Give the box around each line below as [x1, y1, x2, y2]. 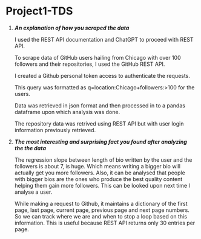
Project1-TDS [5, 4, 73, 18]
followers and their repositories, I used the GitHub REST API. [14, 60, 165, 68]
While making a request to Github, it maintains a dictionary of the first [14, 200, 188, 207]
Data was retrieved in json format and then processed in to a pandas [14, 101, 186, 109]
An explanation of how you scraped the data [14, 24, 130, 31]
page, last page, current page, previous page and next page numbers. [14, 206, 190, 214]
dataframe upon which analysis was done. [14, 108, 120, 115]
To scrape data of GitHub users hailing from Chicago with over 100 [14, 54, 181, 61]
